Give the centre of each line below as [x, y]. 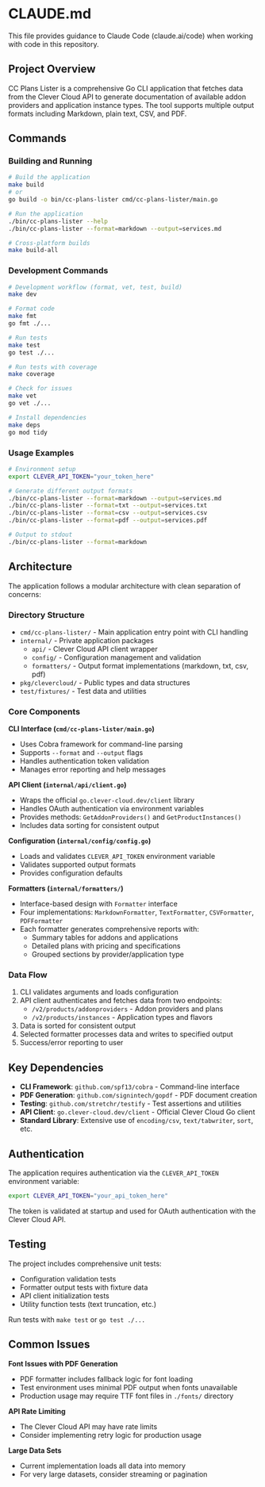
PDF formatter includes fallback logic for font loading [106, 1379]
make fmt [23, 316]
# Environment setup [42, 469]
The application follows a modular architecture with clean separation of [125, 586]
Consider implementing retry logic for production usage [111, 1435]
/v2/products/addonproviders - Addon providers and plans [127, 1009]
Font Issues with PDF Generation [63, 1363]
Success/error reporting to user [71, 1043]
